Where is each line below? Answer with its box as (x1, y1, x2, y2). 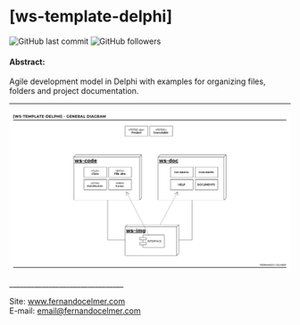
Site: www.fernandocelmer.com (9, 296, 126, 307)
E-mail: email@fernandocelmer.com (9, 305, 141, 316)
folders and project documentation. (9, 86, 139, 96)
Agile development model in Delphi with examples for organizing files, (9, 76, 266, 87)
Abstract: (9, 56, 46, 67)
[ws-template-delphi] (9, 6, 172, 27)
